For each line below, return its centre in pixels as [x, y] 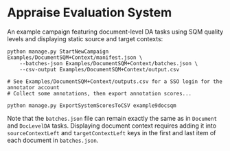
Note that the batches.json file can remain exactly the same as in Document [112, 118]
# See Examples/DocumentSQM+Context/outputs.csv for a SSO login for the [115, 81]
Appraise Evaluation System [90, 13]
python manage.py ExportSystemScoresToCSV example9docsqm [92, 105]
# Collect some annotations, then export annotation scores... [100, 93]
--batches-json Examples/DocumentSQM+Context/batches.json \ [108, 63]
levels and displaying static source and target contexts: [85, 38]
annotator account [33, 87]
